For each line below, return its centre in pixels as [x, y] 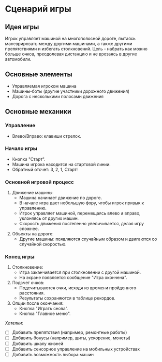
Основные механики [38, 112]
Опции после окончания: [38, 303]
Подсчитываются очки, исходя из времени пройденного [78, 288]
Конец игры [20, 257]
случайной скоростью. [43, 244]
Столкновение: [28, 267]
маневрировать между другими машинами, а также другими [69, 44]
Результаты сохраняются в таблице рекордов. [67, 298]
